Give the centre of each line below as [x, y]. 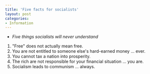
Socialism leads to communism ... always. [53, 67]
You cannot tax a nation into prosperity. [51, 57]
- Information [19, 23]
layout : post [18, 14]
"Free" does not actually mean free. [47, 46]
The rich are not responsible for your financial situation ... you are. [78, 61]
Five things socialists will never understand [55, 37]
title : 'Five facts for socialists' [42, 9]
